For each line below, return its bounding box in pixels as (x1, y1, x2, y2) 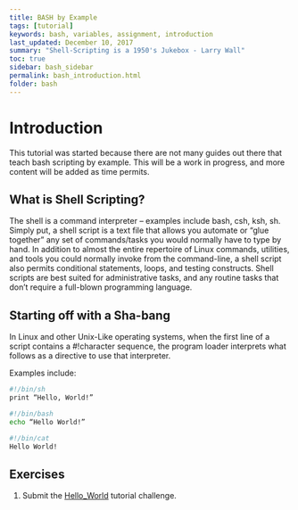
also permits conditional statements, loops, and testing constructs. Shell (9, 263, 274, 274)
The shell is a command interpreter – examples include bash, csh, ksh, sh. (9, 216, 281, 226)
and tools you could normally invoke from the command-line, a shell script (9, 253, 282, 264)
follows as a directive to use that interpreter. (9, 350, 171, 361)
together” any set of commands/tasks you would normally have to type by (9, 234, 282, 245)
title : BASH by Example (9, 12, 98, 22)
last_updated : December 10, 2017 (9, 37, 134, 47)
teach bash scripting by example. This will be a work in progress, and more (9, 157, 286, 168)
